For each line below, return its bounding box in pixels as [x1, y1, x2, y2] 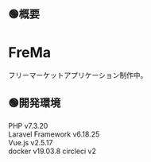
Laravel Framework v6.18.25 [8, 129, 100, 139]
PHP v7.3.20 [8, 121, 48, 131]
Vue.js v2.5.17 [8, 138, 53, 148]
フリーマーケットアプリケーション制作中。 [8, 71, 148, 80]
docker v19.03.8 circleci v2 [8, 146, 97, 156]
